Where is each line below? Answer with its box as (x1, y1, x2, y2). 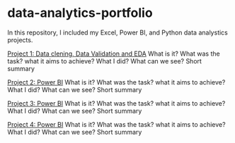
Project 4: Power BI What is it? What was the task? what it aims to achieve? (7, 120, 226, 128)
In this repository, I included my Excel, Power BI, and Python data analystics (7, 28, 228, 37)
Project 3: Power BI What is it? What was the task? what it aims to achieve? (7, 99, 226, 107)
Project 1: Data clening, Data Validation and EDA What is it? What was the (7, 49, 221, 58)
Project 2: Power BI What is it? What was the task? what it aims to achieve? (7, 77, 226, 86)
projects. (7, 35, 33, 44)
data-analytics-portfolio (7, 5, 154, 21)
